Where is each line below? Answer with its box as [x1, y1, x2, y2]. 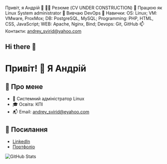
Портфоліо [12, 144, 35, 150]
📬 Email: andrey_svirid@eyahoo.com [12, 109, 90, 115]
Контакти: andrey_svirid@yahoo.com [5, 28, 82, 34]
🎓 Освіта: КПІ [12, 101, 43, 107]
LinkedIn [12, 138, 30, 144]
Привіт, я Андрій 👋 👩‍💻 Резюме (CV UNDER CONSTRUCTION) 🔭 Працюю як [5, 5, 163, 10]
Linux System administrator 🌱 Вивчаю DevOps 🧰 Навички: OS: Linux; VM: [5, 10, 158, 16]
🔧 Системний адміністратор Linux [12, 95, 85, 102]
